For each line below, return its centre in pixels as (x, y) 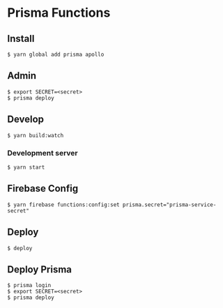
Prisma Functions (59, 13)
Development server (43, 153)
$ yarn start (26, 167)
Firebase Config (43, 188)
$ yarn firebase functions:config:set (63, 205)
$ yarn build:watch (36, 135)
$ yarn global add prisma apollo (56, 54)
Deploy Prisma (39, 269)
